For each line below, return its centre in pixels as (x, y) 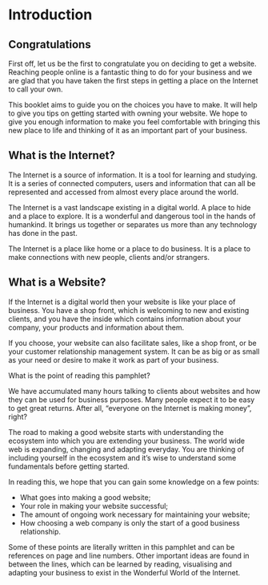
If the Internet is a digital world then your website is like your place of (122, 302)
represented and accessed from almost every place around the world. (123, 192)
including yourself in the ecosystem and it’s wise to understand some (122, 457)
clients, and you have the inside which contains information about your (125, 319)
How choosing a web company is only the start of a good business (130, 522)
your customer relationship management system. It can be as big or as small (134, 351)
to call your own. (36, 89)
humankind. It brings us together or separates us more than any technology (133, 224)
